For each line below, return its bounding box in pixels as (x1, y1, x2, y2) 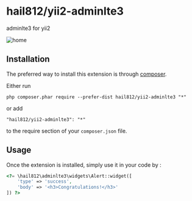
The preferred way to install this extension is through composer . (6, 70, 167, 78)
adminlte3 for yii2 (6, 24, 51, 32)
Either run (6, 82, 31, 89)
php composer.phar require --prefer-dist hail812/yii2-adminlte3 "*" (6, 93, 187, 100)
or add (6, 104, 23, 112)
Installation (6, 54, 50, 65)
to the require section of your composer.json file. (6, 127, 127, 134)
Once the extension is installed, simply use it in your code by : (6, 161, 162, 169)
